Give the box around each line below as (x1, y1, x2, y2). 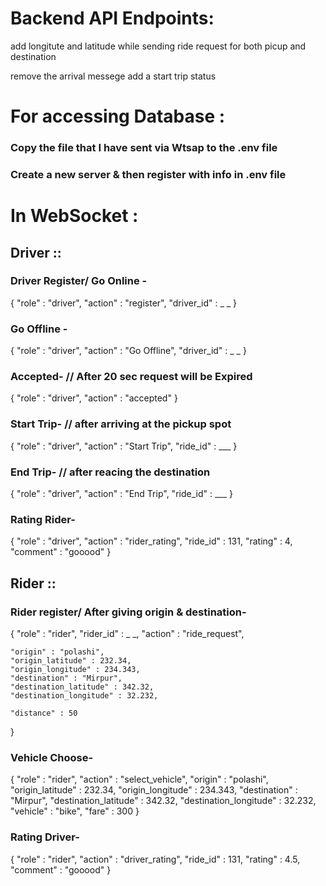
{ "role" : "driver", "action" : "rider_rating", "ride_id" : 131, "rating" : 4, (10, 535, 293, 547)
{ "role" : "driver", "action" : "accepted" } (10, 392, 178, 404)
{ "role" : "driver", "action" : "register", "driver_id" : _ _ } (10, 297, 238, 309)
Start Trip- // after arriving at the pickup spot (10, 417, 232, 431)
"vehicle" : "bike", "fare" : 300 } (10, 805, 140, 817)
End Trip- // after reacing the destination (10, 465, 211, 479)
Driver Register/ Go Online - (10, 274, 148, 288)
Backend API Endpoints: (10, 7, 215, 30)
